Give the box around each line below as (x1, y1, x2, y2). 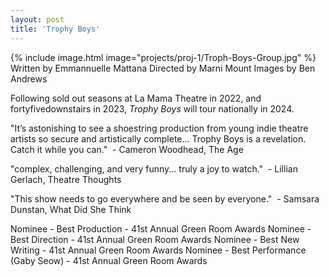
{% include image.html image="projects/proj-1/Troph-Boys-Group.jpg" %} (10, 51, 317, 63)
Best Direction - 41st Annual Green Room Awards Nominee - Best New (10, 233, 300, 245)
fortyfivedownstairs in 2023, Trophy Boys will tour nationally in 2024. (10, 102, 295, 115)
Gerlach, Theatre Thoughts (10, 173, 122, 185)
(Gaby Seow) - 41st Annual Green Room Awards (10, 254, 208, 266)
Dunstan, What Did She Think (10, 203, 132, 215)
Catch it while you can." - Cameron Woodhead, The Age (10, 143, 244, 155)
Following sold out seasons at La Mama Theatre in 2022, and (10, 92, 262, 104)
